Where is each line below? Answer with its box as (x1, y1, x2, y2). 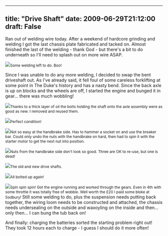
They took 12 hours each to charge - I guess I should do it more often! (5, 224, 149, 230)
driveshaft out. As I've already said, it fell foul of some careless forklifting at (5, 77, 161, 83)
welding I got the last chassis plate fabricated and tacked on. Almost (5, 41, 146, 47)
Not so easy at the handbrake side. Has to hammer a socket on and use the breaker (10, 129, 156, 134)
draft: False (5, 22, 41, 31)
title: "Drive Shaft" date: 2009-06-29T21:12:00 (5, 14, 156, 23)
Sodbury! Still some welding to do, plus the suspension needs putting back (5, 193, 156, 200)
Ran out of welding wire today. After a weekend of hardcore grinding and (5, 35, 155, 41)
